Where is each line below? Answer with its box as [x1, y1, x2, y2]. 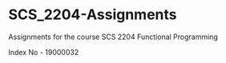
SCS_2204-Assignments [8, 6, 178, 24]
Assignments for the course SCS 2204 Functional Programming [8, 32, 218, 41]
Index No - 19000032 [8, 47, 79, 57]
